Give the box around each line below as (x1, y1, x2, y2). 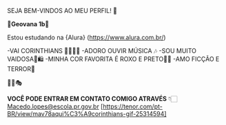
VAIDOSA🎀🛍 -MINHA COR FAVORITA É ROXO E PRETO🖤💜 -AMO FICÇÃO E (7, 55, 220, 63)
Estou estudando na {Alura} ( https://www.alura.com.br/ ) (7, 33, 167, 41)
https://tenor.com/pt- (103, 102, 163, 110)
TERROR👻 (7, 65, 36, 73)
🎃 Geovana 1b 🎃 (7, 20, 50, 28)
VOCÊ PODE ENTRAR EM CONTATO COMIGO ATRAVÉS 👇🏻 (7, 95, 178, 103)
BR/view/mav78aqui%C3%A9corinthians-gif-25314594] (7, 110, 167, 117)
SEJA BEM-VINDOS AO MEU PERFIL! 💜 (7, 7, 118, 15)
